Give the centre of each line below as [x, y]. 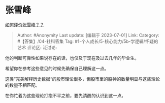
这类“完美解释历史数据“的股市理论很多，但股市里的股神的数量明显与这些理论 [82, 79]
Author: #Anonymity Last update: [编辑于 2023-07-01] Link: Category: [88, 35]
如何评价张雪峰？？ [25, 25]
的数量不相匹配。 [22, 85]
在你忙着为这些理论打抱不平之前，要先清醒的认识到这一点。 [66, 95]
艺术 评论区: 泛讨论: [37, 47]
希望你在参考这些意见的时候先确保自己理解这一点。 [57, 68]
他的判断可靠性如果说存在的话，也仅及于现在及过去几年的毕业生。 [72, 58]
